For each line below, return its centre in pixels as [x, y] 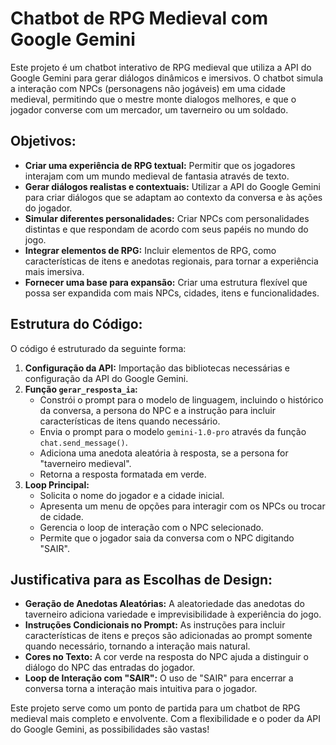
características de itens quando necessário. [130, 421]
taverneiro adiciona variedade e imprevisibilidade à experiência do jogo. [173, 614]
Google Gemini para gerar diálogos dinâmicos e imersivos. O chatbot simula [167, 78]
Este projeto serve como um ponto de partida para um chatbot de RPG [155, 708]
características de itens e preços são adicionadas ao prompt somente [168, 636]
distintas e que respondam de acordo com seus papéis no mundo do [166, 229]
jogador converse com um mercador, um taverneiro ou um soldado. [149, 109]
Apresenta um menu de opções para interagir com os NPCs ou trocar [182, 506]
